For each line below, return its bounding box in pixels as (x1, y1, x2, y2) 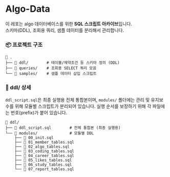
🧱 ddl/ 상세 (5, 84, 31, 91)
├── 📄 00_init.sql (14, 135, 54, 140)
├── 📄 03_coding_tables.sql (14, 148, 74, 154)
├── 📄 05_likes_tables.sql (14, 158, 72, 163)
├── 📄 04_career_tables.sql (14, 153, 74, 158)
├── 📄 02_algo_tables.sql (14, 144, 70, 149)
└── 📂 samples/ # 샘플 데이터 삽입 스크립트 (5, 71, 97, 76)
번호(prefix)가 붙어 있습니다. (10, 109, 68, 115)
